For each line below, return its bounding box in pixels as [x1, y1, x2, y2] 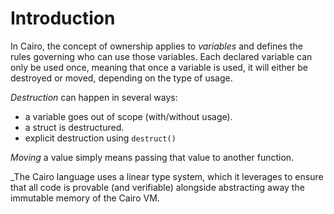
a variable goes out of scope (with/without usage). [24, 110, 233, 122]
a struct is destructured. [24, 121, 125, 133]
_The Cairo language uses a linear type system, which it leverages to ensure [10, 170, 324, 182]
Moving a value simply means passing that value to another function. [10, 151, 295, 163]
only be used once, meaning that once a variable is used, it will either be [10, 61, 308, 73]
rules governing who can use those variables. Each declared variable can [10, 50, 313, 62]
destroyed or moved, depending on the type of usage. [10, 72, 233, 84]
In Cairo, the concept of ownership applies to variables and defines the [10, 40, 303, 52]
